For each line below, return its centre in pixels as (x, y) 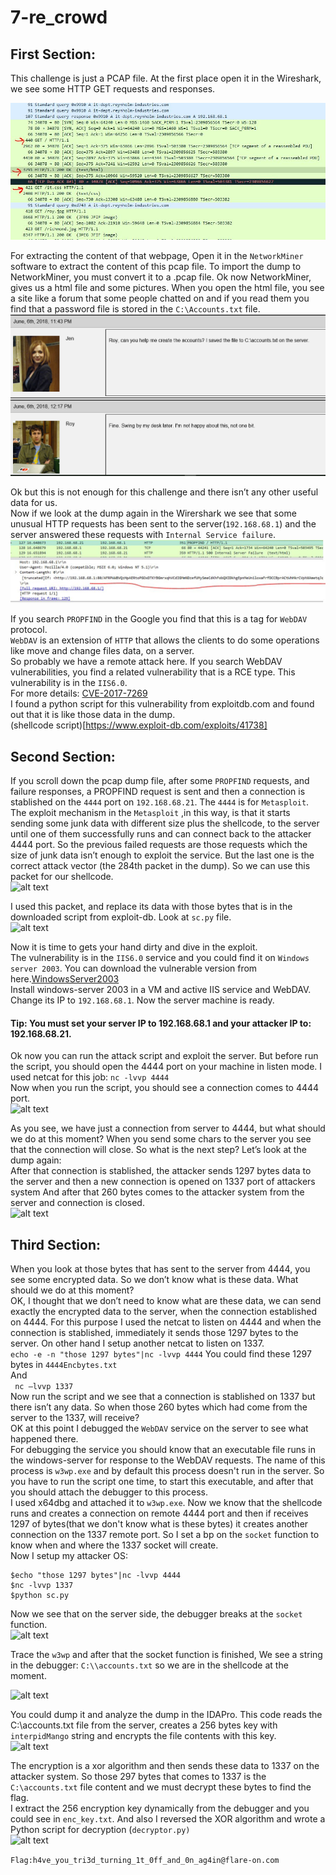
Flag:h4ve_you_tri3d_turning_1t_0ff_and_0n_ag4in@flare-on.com (145, 1861)
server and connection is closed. (77, 1203)
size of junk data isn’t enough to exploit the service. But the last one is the (162, 855)
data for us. (34, 502)
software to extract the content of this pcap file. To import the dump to (156, 266)
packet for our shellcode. (62, 876)
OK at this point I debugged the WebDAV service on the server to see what (159, 1428)
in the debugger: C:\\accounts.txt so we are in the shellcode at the (149, 1665)
